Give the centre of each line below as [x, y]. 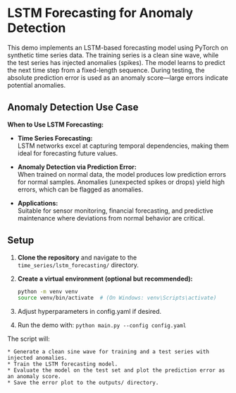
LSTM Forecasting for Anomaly [100, 13]
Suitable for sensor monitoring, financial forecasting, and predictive [115, 211]
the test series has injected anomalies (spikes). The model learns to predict [116, 62]
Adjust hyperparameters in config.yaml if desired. [89, 312]
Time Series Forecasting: [55, 138]
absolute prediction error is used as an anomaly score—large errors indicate [118, 77]
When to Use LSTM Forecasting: [56, 124]
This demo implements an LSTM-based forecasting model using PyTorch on [118, 47]
